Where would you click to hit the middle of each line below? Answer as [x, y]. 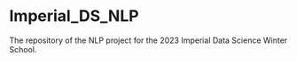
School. [23, 49]
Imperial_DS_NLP [74, 16]
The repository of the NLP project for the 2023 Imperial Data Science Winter [148, 40]
